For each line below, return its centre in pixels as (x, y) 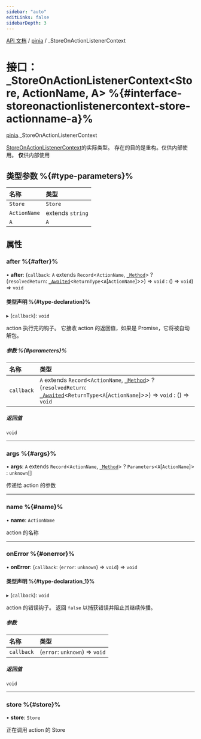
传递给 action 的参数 (31, 485)
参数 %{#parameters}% (36, 350)
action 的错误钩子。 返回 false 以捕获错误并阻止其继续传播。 (81, 608)
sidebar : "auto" (26, 12)
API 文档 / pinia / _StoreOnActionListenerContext (66, 41)
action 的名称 (22, 532)
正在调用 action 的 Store (36, 730)
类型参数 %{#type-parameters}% (70, 176)
